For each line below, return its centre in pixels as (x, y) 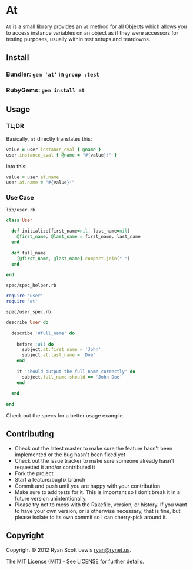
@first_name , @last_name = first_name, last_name (79, 237)
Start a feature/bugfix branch (50, 479)
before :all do (35, 344)
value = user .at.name (33, 177)
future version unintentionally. (51, 498)
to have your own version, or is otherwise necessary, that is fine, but (97, 511)
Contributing (30, 434)
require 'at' (22, 301)
